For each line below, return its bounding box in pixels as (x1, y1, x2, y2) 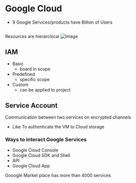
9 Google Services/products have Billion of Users (12, 19, 112, 25)
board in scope (19, 66, 51, 72)
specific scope (19, 77, 50, 83)
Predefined (12, 71, 35, 77)
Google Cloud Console (12, 147, 59, 153)
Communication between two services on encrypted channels (5, 114, 132, 120)
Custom (12, 82, 29, 88)
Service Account (5, 101, 58, 110)
